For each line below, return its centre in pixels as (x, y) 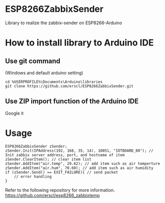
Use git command (33, 61)
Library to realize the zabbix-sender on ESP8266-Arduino (64, 23)
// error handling (33, 176)
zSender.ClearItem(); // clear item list (48, 159)
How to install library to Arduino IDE (80, 43)
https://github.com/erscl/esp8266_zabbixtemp (53, 195)
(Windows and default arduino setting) (44, 73)
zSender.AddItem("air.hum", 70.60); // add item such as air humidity (79, 168)
